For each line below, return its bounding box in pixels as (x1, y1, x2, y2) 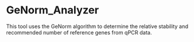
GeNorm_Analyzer (6, 3, 99, 17)
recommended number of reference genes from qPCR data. (6, 29, 152, 36)
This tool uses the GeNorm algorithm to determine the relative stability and (6, 23, 189, 30)
